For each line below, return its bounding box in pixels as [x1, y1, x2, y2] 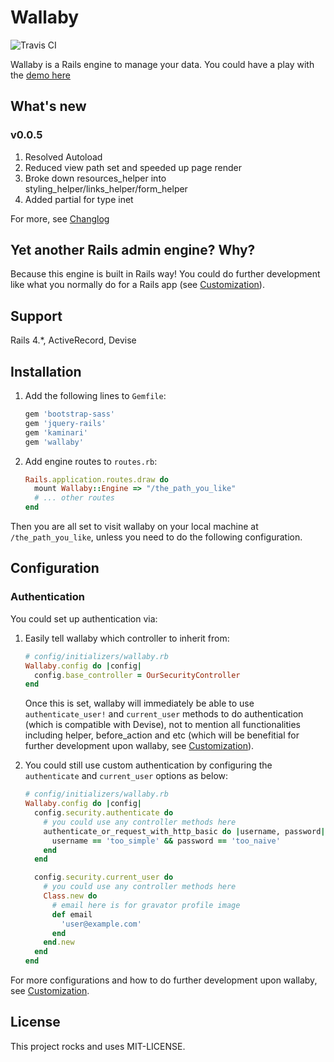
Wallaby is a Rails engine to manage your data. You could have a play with [10, 58, 315, 70]
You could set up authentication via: [10, 612, 158, 625]
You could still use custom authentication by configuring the [24, 759, 273, 771]
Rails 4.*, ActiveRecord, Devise [10, 334, 137, 346]
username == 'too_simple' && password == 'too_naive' [51, 836, 281, 846]
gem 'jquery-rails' [24, 418, 107, 428]
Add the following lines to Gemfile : [24, 390, 167, 402]
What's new [10, 98, 87, 115]
